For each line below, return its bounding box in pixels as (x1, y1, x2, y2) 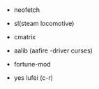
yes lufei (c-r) (13, 74, 54, 82)
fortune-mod (13, 60, 51, 69)
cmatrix (13, 33, 36, 41)
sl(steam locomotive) (13, 20, 75, 28)
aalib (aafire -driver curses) (13, 46, 93, 55)
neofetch (13, 6, 40, 14)
